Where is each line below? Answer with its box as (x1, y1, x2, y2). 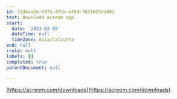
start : (6, 20, 23, 26)
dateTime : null (11, 31, 50, 37)
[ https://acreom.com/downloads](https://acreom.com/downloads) (6, 86, 171, 94)
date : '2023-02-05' (11, 25, 61, 32)
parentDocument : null (6, 64, 61, 71)
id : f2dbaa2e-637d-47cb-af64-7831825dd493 (6, 8, 115, 15)
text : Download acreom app (6, 14, 74, 20)
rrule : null (6, 48, 36, 54)
